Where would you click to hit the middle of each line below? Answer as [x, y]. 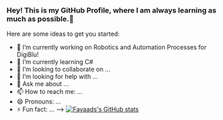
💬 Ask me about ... [43, 84]
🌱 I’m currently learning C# [55, 62]
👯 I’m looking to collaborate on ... [63, 69]
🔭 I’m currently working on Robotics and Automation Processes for [111, 48]
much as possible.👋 [40, 19]
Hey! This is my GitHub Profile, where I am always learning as [111, 10]
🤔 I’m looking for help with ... [57, 77]
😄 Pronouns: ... [39, 101]
